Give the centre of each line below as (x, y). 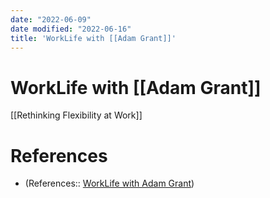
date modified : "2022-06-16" (71, 29)
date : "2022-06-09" (51, 19)
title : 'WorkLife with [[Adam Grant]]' (93, 38)
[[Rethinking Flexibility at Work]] (76, 115)
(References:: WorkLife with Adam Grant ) (109, 183)
